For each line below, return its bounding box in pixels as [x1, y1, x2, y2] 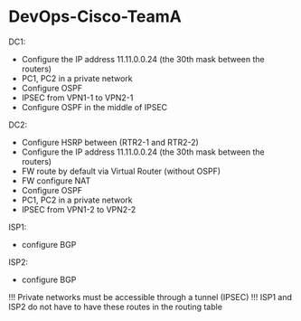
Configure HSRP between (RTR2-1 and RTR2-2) [21, 137, 200, 147]
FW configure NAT [21, 175, 91, 186]
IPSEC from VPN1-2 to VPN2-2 [21, 203, 136, 214]
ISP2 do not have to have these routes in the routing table [8, 301, 223, 312]
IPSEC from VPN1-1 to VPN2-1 [21, 92, 134, 103]
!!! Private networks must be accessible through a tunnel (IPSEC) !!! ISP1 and [8, 291, 293, 302]
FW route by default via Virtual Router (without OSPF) [21, 165, 221, 176]
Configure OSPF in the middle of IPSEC [21, 101, 168, 112]
